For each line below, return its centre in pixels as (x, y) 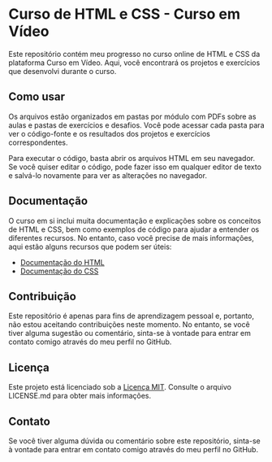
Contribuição (43, 296)
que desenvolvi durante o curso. (63, 71)
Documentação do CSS (59, 271)
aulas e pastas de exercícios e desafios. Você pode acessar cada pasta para (136, 125)
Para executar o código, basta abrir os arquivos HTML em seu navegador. (132, 158)
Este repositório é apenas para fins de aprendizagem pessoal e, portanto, (131, 316)
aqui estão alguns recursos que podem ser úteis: (90, 246)
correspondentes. (38, 142)
